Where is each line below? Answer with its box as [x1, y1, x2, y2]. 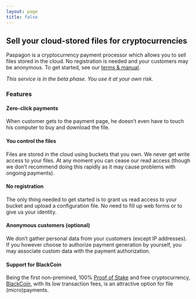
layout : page [6, 8, 38, 15]
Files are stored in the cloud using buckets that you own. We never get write [6, 151, 190, 158]
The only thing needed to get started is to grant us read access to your [6, 195, 177, 203]
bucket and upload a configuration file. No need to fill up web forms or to [6, 202, 183, 209]
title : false [6, 14, 38, 20]
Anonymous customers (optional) [6, 222, 90, 229]
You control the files [6, 138, 57, 145]
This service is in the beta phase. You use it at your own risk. [6, 75, 154, 82]
